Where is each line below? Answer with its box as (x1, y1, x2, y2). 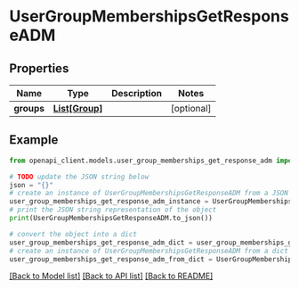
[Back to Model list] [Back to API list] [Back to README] (9, 270, 214, 282)
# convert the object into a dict (9, 229, 138, 238)
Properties (9, 61, 69, 76)
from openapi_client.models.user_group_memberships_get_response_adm (9, 156, 273, 165)
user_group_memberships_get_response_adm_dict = (9, 238, 193, 247)
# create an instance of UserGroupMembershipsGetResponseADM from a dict (9, 246, 289, 255)
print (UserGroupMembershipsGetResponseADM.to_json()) (9, 214, 214, 223)
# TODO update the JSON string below (9, 172, 149, 181)
